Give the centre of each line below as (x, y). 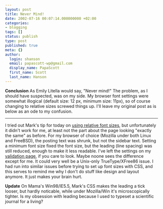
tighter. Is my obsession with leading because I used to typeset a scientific (80, 196)
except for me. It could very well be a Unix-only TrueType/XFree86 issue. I (79, 161)
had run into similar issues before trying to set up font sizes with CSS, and (79, 166)
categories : (17, 23)
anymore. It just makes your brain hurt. (44, 177)
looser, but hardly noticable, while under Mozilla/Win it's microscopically (77, 191)
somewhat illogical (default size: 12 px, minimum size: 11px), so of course (78, 101)
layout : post (18, 9)
